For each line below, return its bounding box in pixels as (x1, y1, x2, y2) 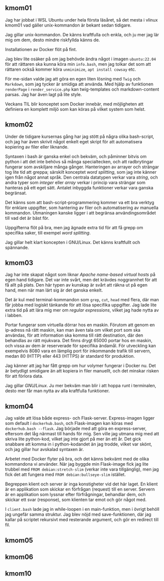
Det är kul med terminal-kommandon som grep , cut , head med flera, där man (5, 297, 159, 303)
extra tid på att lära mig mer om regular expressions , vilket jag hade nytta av (5, 307, 159, 313)
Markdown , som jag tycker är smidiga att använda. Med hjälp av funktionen (5, 81, 154, 87)
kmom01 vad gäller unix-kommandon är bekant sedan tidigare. (5, 22, 132, 28)
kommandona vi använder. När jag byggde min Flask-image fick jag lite (5, 461, 149, 467)
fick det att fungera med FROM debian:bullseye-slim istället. (5, 472, 126, 477)
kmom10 (5, 569, 32, 578)
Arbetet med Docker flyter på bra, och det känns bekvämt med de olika (5, 456, 149, 462)
